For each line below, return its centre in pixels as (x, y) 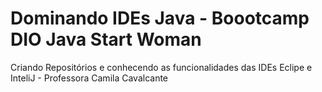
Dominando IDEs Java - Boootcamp (160, 18)
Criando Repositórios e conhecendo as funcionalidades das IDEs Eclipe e (161, 67)
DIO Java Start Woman (106, 39)
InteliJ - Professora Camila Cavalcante (89, 78)
